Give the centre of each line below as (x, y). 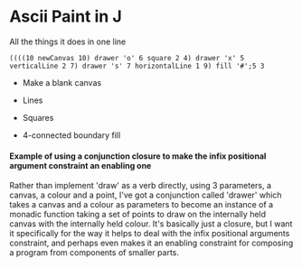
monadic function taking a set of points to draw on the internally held (138, 215)
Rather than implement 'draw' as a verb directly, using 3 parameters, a (141, 186)
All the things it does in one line (68, 41)
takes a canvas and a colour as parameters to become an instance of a (142, 205)
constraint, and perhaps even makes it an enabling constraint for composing (151, 243)
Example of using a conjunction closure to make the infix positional (138, 156)
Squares (38, 117)
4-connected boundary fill (71, 135)
